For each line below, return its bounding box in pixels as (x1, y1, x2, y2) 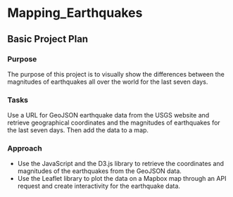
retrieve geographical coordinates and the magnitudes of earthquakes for (7, 118, 220, 127)
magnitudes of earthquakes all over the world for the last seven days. (7, 77, 208, 86)
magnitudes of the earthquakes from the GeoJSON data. (17, 167, 182, 175)
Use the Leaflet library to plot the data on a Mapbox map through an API (17, 174, 227, 183)
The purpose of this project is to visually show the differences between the (7, 70, 225, 78)
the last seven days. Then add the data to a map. (7, 126, 149, 134)
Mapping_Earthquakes (7, 5, 143, 21)
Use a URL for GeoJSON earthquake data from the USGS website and (7, 111, 210, 120)
